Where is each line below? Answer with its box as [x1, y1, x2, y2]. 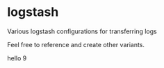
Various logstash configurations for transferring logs [7, 27, 158, 35]
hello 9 [7, 53, 27, 62]
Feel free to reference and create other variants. [7, 40, 145, 49]
